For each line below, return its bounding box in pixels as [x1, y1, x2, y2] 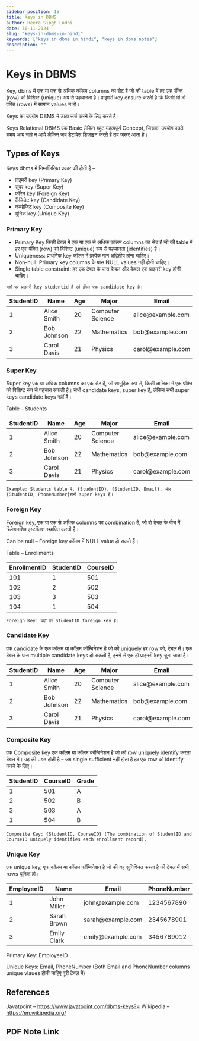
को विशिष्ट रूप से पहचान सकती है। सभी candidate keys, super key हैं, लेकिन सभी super [6, 387, 190, 394]
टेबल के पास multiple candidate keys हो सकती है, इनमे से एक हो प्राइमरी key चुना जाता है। [6, 651, 190, 659]
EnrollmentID [9, 563, 47, 572]
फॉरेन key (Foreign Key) [14, 190, 70, 197]
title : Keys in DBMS [6, 14, 57, 20]
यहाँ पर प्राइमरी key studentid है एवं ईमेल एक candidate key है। [6, 284, 143, 290]
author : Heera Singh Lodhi [6, 20, 73, 26]
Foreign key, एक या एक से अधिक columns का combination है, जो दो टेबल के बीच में [6, 519, 181, 526]
